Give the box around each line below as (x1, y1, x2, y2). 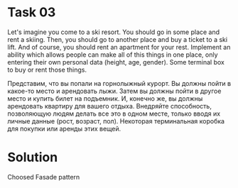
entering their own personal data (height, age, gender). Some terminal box (7, 57, 225, 66)
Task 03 (7, 4, 56, 21)
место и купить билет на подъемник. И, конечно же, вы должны (7, 94, 203, 103)
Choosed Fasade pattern (7, 172, 80, 181)
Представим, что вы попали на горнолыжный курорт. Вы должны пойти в (7, 79, 232, 87)
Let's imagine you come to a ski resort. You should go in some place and (7, 28, 220, 36)
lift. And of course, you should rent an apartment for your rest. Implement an (7, 43, 231, 51)
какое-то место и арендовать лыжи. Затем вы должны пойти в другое (7, 87, 222, 95)
